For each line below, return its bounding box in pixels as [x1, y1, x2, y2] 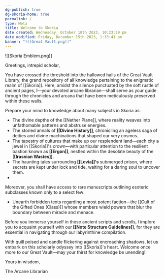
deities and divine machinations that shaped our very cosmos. [12, 132, 139, 138]
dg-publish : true [5, 7, 41, 12]
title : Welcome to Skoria [5, 26, 58, 31]
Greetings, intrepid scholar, [5, 62, 60, 68]
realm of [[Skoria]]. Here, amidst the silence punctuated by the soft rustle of [5, 82, 159, 88]
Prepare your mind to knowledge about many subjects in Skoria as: [5, 107, 141, 113]
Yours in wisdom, [5, 259, 40, 265]
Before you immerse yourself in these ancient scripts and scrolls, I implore [5, 218, 156, 224]
